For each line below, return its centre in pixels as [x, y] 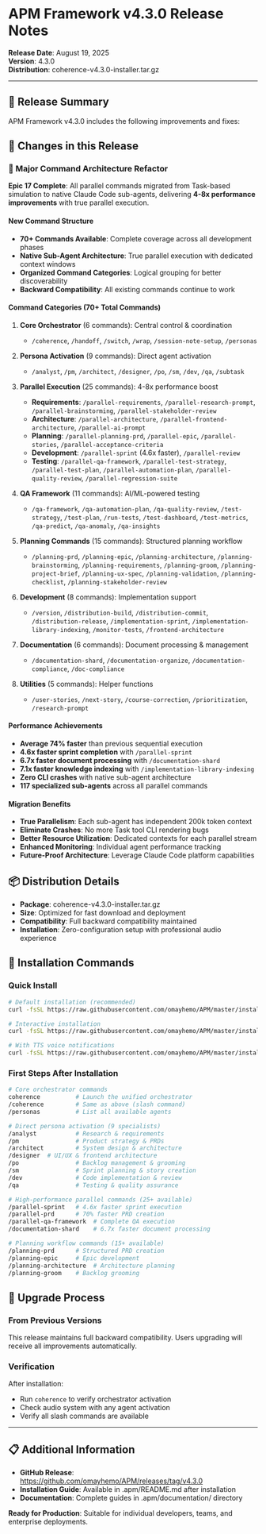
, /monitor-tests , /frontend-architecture [156, 629]
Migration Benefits [40, 804]
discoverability [44, 281]
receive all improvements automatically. [72, 1346]
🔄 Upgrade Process [57, 1298]
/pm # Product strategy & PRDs [86, 1141]
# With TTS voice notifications [61, 1046]
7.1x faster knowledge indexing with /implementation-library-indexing [137, 769]
